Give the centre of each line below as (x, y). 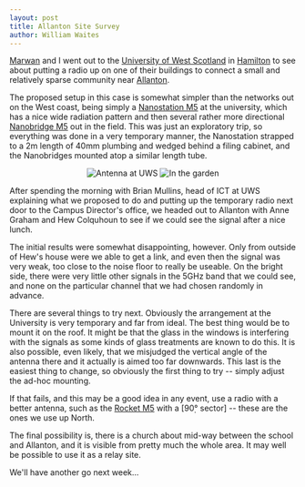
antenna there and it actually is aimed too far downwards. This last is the (145, 361)
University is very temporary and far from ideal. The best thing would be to (149, 323)
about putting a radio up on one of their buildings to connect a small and (145, 70)
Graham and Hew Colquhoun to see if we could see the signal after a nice (147, 220)
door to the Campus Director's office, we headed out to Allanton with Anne (149, 210)
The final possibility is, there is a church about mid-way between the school (152, 436)
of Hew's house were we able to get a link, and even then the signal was (145, 257)
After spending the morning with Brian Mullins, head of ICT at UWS (135, 191)
